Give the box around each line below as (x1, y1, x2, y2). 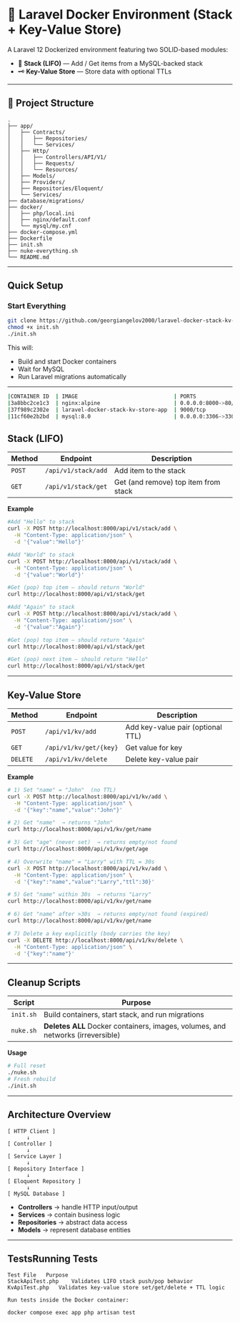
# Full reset (7, 1062, 46, 1070)
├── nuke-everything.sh (7, 247, 79, 254)
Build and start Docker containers (17, 357, 116, 366)
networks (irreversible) (44, 1030, 121, 1040)
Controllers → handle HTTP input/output (17, 1202, 138, 1211)
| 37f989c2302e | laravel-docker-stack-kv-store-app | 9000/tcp (7, 406, 206, 413)
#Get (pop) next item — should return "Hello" (7, 656, 149, 663)
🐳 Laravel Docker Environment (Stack (7, 6, 233, 23)
